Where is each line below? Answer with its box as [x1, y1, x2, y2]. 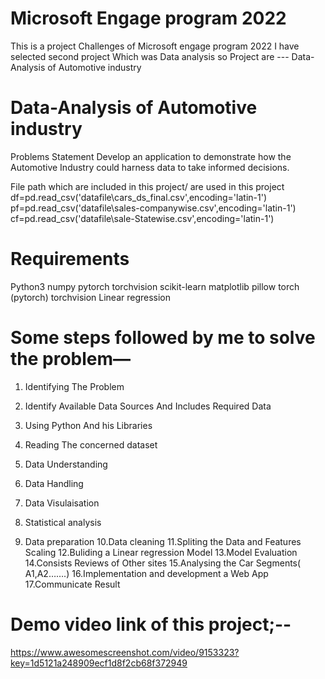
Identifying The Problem [24, 380, 125, 392]
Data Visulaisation [24, 497, 100, 509]
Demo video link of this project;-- [10, 613, 292, 636]
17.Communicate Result [24, 578, 121, 590]
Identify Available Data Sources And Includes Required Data [24, 400, 272, 412]
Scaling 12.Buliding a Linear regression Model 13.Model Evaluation [24, 546, 298, 558]
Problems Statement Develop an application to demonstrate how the [10, 150, 292, 162]
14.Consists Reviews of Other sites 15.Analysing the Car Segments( [24, 557, 302, 569]
